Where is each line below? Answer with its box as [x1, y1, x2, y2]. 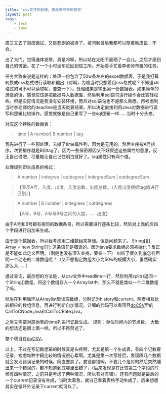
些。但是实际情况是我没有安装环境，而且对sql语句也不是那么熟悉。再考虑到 [5, 98, 159, 104]
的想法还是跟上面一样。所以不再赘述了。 [5, 325, 87, 331]
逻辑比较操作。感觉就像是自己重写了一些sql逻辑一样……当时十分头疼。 [13, 111, 157, 116]
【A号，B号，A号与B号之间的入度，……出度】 [17, 211, 110, 217]
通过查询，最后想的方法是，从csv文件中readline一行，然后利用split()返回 [5, 273, 153, 279]
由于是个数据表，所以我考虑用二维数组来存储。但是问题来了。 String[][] [5, 238, 151, 244]
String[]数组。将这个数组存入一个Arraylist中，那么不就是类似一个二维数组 [9, 280, 159, 285]
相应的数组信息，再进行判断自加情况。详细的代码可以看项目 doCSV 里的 [9, 302, 154, 308]
